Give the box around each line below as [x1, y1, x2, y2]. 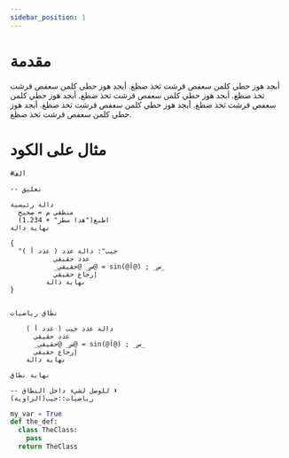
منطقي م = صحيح [18, 207, 74, 217]
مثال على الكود [10, 139, 107, 159]
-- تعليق [10, 184, 43, 193]
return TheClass [18, 442, 78, 451]
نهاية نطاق [10, 370, 51, 379]
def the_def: [10, 417, 59, 426]
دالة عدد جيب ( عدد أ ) [26, 324, 114, 333]
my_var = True [10, 409, 63, 418]
